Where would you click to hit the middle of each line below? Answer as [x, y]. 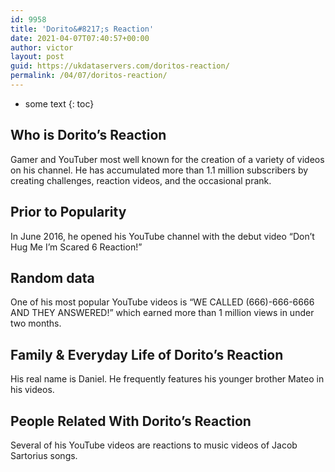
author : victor [42, 47]
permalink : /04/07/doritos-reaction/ [89, 76]
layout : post [37, 57]
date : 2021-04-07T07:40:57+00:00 [80, 38]
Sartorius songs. [44, 455]
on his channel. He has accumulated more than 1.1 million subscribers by [159, 170]
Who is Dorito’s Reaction [88, 135]
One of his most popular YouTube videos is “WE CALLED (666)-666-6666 [162, 302]
